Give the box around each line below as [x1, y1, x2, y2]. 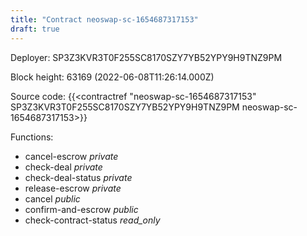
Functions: [10, 131, 54, 143]
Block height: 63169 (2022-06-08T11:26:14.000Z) [10, 71, 215, 83]
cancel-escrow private [24, 150, 119, 162]
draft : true [10, 24, 60, 34]
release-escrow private [24, 182, 122, 194]
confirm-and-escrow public [24, 203, 139, 215]
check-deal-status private [24, 171, 133, 183]
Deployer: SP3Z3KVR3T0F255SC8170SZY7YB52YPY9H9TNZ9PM [10, 51, 283, 63]
